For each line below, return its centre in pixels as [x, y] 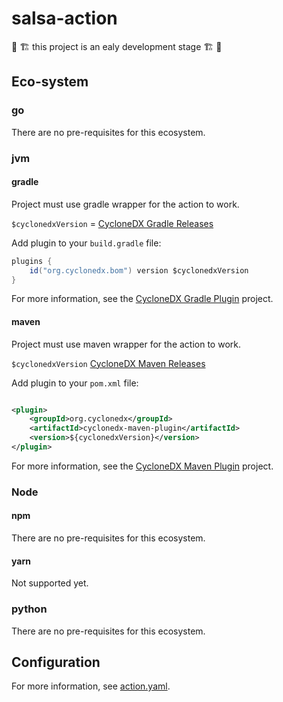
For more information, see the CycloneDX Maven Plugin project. [142, 466]
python [29, 609]
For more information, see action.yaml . [91, 686]
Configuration [56, 662]
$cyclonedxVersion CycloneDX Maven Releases [108, 363]
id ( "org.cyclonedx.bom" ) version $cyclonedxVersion [139, 270]
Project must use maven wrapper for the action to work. [126, 344]
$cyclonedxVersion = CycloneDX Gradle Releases [112, 223]
